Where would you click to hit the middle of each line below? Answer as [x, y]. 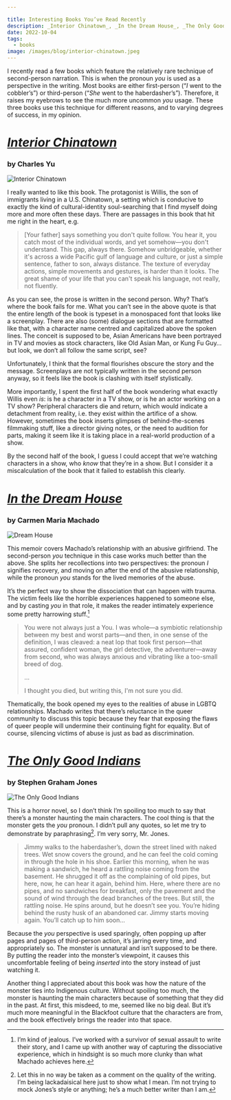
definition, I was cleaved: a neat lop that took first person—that [113, 642]
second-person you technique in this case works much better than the [107, 555]
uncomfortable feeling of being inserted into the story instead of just [104, 962]
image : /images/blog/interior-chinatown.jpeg [73, 52]
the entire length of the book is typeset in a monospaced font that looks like [114, 314]
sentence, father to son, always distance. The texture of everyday [117, 264]
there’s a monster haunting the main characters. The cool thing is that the [111, 818]
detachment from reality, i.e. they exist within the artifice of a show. [102, 414]
